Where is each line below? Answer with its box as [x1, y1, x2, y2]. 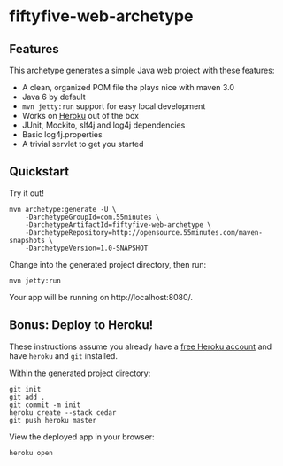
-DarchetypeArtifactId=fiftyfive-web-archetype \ [25, 220, 212, 229]
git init [9, 384, 42, 393]
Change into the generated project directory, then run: [9, 259, 207, 269]
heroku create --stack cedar [9, 408, 117, 417]
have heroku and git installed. [9, 350, 118, 361]
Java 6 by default [21, 91, 86, 102]
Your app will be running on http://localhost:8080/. [9, 291, 193, 302]
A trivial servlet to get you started [21, 139, 144, 149]
